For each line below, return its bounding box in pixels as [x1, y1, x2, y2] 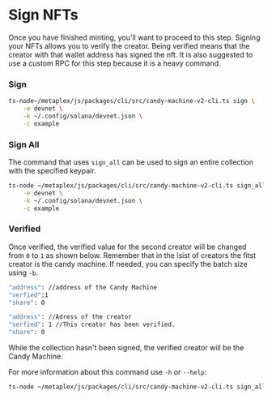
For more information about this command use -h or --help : [8, 367, 207, 377]
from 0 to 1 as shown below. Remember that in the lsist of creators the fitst [8, 250, 257, 260]
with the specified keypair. [8, 166, 96, 176]
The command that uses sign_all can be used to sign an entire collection [8, 157, 253, 167]
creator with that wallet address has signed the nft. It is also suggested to [8, 49, 253, 59]
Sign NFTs [8, 6, 79, 24]
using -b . [8, 268, 39, 277]
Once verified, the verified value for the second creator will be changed [8, 242, 247, 251]
